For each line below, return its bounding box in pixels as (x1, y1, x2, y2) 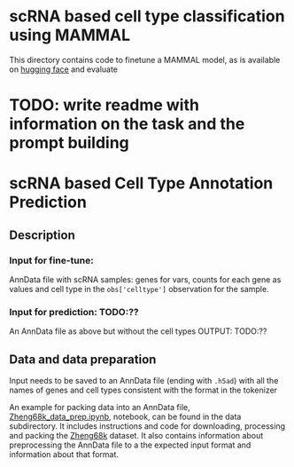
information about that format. (9, 449, 120, 460)
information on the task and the (9, 114, 245, 134)
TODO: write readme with (9, 95, 199, 115)
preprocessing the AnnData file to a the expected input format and (9, 439, 251, 450)
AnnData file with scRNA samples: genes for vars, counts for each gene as (9, 274, 282, 285)
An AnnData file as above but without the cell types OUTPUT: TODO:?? (9, 326, 267, 336)
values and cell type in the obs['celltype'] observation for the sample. (9, 284, 269, 294)
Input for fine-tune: (9, 254, 95, 266)
